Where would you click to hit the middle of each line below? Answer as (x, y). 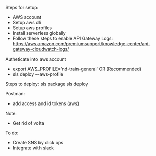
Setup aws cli (27, 22)
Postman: (15, 94)
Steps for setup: (22, 7)
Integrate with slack (33, 148)
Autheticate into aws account (36, 59)
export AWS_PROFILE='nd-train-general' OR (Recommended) (77, 69)
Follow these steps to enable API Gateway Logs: (63, 38)
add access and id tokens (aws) (46, 103)
